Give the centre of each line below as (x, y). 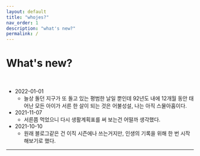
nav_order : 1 (22, 23)
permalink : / (22, 34)
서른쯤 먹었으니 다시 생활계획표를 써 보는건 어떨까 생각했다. (92, 120)
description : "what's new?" (41, 28)
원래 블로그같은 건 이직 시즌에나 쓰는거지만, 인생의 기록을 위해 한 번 (101, 133)
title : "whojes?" (28, 17)
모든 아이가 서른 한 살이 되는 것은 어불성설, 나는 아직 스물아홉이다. (111, 106)
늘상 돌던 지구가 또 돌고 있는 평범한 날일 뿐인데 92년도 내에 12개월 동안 (105, 98)
